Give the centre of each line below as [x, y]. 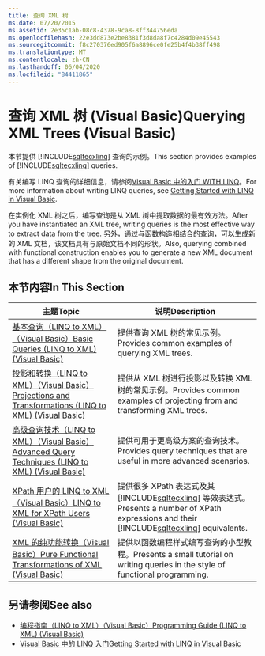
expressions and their [157, 518]
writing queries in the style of [172, 565]
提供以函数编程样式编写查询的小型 [181, 543]
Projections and [41, 396]
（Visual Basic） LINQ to [56, 503]
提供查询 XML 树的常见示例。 [172, 333]
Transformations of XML [57, 565]
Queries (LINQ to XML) [54, 349]
